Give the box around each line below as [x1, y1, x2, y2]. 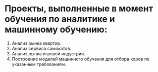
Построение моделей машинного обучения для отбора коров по [11, 56, 150, 62]
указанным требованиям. [11, 61, 66, 67]
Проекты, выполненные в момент [4, 3, 154, 14]
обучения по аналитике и [4, 13, 115, 25]
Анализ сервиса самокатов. [11, 45, 71, 51]
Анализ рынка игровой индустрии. [11, 50, 85, 57]
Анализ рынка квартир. [11, 40, 61, 46]
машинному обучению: [4, 24, 107, 35]
